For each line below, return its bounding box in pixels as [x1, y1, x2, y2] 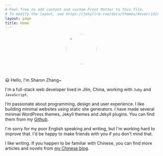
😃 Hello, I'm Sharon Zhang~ [5, 77, 62, 83]
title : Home [5, 20, 29, 26]
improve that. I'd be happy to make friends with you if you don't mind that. [5, 131, 153, 137]
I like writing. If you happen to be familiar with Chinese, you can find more [5, 141, 152, 146]
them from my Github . [5, 116, 49, 122]
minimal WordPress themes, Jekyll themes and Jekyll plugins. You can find [5, 112, 155, 117]
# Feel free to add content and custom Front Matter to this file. [5, 7, 145, 12]
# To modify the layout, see [5, 12, 64, 16]
